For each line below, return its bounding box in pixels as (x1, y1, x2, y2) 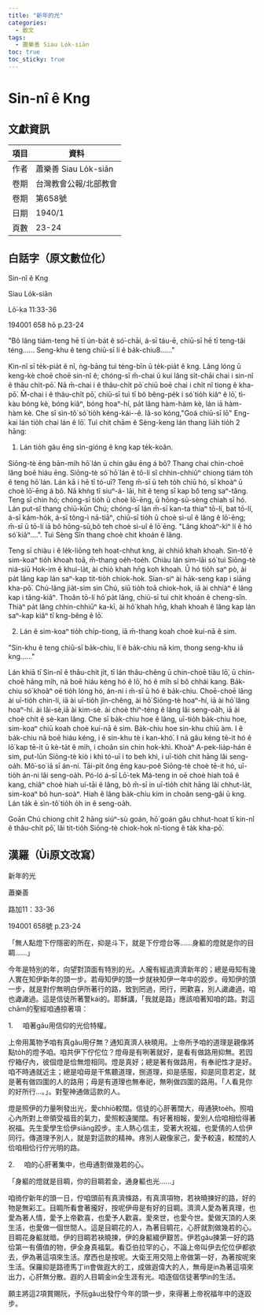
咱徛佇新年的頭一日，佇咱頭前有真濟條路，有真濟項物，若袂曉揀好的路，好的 (8, 1193, 256, 1202)
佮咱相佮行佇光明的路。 (8, 1142, 84, 1152)
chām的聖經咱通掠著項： (8, 1004, 89, 1013)
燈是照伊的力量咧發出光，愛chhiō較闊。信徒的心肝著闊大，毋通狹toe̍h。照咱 (8, 1103, 254, 1112)
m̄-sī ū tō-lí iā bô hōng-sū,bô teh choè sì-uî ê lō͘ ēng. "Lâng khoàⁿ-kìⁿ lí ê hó (8, 521, 253, 531)
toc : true (8, 48, 41, 56)
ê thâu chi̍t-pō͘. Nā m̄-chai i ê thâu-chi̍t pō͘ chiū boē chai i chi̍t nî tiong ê (8, 380, 237, 389)
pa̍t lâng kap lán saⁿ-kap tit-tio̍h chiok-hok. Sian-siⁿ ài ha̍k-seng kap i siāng (8, 573, 251, 583)
